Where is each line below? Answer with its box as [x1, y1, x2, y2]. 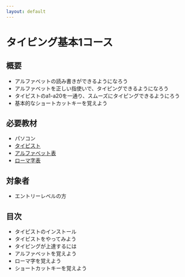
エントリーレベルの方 [14, 192, 66, 200]
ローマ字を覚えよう [14, 258, 62, 265]
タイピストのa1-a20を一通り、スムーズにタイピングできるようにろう [14, 92, 180, 99]
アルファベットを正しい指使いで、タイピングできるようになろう [14, 85, 169, 92]
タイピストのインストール [14, 228, 77, 235]
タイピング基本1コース [6, 36, 113, 49]
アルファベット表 [14, 150, 56, 157]
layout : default [6, 8, 46, 15]
